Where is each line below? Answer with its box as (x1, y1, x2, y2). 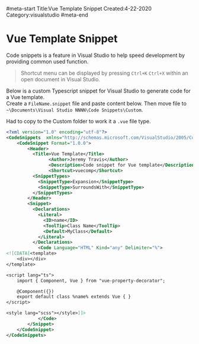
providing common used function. (6, 58, 89, 65)
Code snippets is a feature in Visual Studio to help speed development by (6, 52, 185, 59)
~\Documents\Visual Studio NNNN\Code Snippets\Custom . (6, 106, 143, 113)
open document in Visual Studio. (20, 75, 101, 82)
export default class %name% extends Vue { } (17, 294, 131, 300)
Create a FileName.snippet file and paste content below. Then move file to (6, 100, 187, 107)
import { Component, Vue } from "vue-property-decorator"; (17, 278, 166, 284)
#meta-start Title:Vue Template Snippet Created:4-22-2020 (6, 5, 152, 12)
